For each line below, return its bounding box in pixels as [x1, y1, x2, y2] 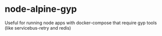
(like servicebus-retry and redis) [4, 25, 71, 31]
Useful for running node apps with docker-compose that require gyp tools [4, 20, 157, 26]
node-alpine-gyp [4, 3, 77, 15]
